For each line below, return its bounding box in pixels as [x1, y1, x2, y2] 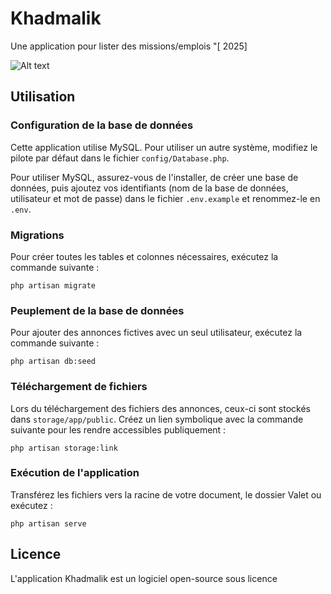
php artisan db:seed [10, 357, 97, 367]
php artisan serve [10, 518, 87, 529]
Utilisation [10, 88, 76, 106]
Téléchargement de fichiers [10, 380, 148, 394]
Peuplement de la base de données [10, 303, 185, 317]
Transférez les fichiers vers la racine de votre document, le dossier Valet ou [10, 488, 322, 501]
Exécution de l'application [10, 466, 140, 480]
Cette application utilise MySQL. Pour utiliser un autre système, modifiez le [10, 141, 318, 153]
